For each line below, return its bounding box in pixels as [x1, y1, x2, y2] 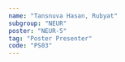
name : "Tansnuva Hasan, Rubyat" [8, 11, 118, 20]
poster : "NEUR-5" [8, 27, 67, 35]
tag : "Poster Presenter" [8, 34, 93, 43]
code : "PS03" [8, 42, 53, 50]
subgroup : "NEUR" [8, 19, 67, 27]
